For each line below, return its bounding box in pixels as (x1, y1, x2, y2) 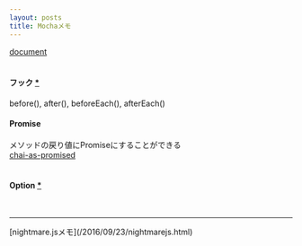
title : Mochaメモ (9, 22, 72, 31)
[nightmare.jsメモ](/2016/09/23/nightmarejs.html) (9, 226, 193, 238)
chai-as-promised (9, 149, 76, 160)
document (9, 46, 48, 57)
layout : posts (9, 13, 63, 22)
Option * (9, 180, 42, 190)
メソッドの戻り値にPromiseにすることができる (9, 139, 182, 150)
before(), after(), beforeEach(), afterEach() (9, 98, 166, 109)
